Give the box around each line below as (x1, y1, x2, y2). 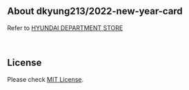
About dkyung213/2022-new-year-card (7, 5, 183, 17)
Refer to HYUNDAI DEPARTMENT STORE (7, 23, 123, 32)
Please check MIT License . (7, 75, 84, 83)
